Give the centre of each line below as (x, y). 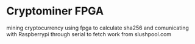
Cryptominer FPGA (55, 11)
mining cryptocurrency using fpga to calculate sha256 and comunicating (97, 28)
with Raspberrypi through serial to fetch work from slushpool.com (89, 34)
